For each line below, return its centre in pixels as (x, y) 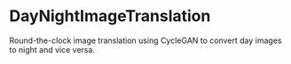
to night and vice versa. (52, 49)
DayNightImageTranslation (110, 16)
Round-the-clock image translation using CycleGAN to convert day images (145, 40)
